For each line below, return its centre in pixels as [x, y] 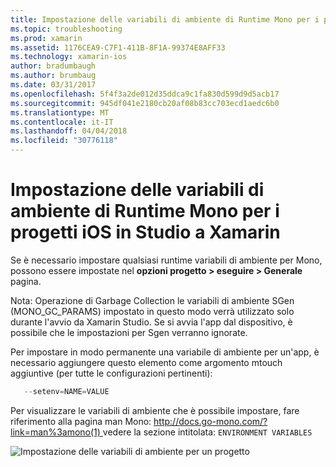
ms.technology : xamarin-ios [69, 57]
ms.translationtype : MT [60, 112]
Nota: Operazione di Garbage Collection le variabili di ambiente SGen [152, 300]
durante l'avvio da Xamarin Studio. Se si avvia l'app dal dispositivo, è [151, 322]
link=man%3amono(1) [55, 432]
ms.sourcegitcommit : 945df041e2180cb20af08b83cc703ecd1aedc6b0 [145, 103]
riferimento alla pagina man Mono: [81, 421]
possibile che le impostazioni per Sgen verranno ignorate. [129, 332]
